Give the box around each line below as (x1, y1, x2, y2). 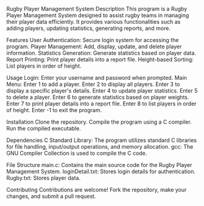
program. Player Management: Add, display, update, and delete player (6, 43, 182, 50)
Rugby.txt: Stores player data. (6, 174, 81, 182)
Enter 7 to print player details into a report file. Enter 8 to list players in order (6, 100, 197, 107)
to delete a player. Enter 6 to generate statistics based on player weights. (6, 94, 189, 101)
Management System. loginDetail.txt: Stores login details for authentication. (6, 168, 196, 175)
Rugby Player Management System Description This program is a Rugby (6, 5, 188, 12)
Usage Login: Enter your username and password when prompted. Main (6, 74, 188, 81)
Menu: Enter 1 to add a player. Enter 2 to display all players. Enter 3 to (6, 80, 180, 88)
